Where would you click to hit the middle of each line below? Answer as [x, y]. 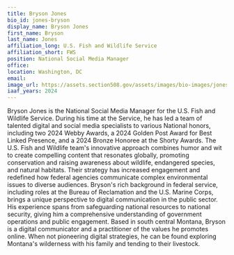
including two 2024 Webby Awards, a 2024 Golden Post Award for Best [110, 133]
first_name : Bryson [36, 33]
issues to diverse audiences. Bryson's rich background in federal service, [112, 185]
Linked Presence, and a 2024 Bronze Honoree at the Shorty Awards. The [112, 140]
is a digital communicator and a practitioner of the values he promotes [108, 229]
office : [18, 65]
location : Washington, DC [45, 72]
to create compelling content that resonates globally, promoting [98, 155]
